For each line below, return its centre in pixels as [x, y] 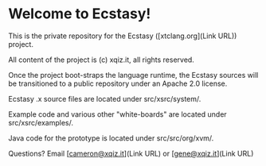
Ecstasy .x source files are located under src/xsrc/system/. [105, 98]
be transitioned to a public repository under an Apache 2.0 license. [118, 83]
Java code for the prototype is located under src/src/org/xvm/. [111, 138]
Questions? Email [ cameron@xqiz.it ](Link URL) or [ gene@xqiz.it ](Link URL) [131, 153]
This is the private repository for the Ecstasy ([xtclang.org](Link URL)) [123, 36]
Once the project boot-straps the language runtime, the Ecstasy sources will [133, 75]
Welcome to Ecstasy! [80, 14]
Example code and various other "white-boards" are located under [117, 114]
